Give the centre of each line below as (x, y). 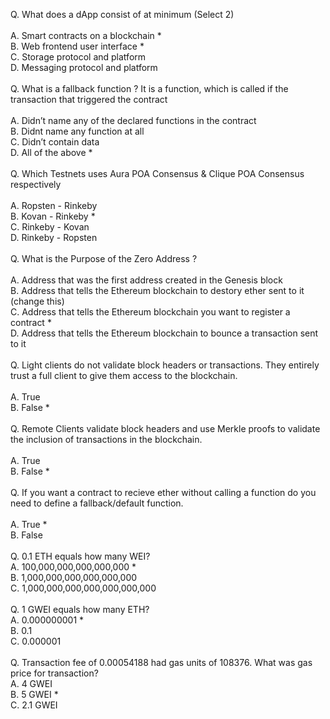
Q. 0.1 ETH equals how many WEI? (80, 556)
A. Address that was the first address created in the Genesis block (146, 280)
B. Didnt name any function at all (77, 131)
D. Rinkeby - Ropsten (54, 237)
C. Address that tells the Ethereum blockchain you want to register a (150, 312)
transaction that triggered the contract (89, 99)
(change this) (37, 301)
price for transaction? (54, 673)
